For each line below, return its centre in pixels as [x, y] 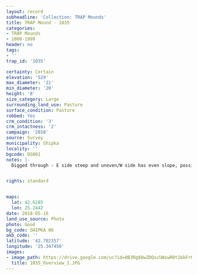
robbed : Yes [21, 116]
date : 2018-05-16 [27, 213]
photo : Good [21, 224]
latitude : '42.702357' [34, 241]
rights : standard [27, 181]
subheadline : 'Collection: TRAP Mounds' [57, 17]
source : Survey [25, 138]
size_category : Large [33, 99]
